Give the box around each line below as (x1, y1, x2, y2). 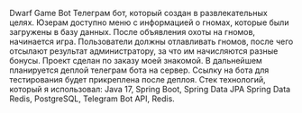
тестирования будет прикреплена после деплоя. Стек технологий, (9, 74, 266, 84)
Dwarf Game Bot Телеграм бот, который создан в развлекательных (9, 8, 268, 18)
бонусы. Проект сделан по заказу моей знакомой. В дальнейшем (9, 56, 263, 65)
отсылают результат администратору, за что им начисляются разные (9, 46, 279, 56)
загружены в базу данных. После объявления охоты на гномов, (9, 27, 255, 37)
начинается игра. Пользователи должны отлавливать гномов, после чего (9, 36, 294, 47)
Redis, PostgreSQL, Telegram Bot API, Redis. (9, 93, 176, 104)
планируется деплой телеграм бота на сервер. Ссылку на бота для (9, 65, 270, 75)
